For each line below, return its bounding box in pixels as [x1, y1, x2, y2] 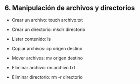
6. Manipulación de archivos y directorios [4, 4, 135, 12]
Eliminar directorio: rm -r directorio [11, 74, 83, 80]
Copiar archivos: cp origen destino [11, 45, 83, 51]
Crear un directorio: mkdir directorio [11, 27, 86, 32]
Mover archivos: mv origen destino [11, 55, 83, 61]
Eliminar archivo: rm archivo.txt [11, 64, 75, 70]
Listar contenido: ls [11, 36, 51, 42]
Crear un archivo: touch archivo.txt [11, 17, 83, 23]
